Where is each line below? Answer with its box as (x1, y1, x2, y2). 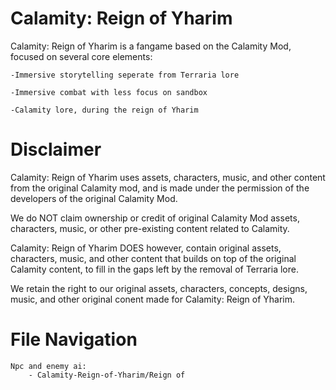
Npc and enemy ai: (10, 361, 87, 371)
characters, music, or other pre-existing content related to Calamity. (10, 222, 290, 234)
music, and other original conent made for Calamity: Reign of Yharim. (10, 293, 296, 305)
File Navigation (10, 328, 138, 351)
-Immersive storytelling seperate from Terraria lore (10, 70, 240, 80)
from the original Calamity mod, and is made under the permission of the (10, 182, 310, 194)
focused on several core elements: (10, 50, 153, 62)
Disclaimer (10, 138, 102, 161)
